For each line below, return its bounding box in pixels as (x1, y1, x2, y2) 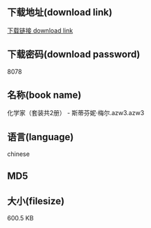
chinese (7, 150, 30, 158)
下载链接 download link (7, 26, 73, 35)
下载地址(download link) (7, 6, 113, 19)
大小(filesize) (7, 195, 64, 207)
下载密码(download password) (7, 49, 141, 60)
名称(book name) (7, 89, 82, 101)
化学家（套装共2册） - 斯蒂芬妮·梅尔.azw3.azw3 (7, 109, 145, 117)
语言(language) (7, 131, 74, 143)
